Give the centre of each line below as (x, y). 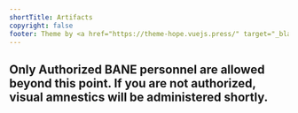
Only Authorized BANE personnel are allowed (137, 69)
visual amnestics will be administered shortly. (139, 97)
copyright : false (41, 26)
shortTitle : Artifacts (51, 17)
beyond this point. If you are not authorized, (133, 83)
